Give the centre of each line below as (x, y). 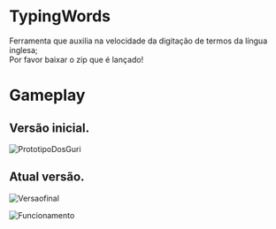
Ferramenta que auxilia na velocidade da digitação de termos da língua (138, 41)
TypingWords (60, 16)
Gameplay (47, 95)
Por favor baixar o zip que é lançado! (77, 59)
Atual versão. (47, 177)
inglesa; (23, 50)
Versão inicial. (50, 128)
